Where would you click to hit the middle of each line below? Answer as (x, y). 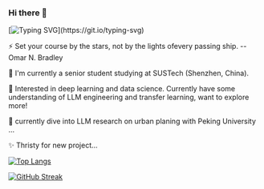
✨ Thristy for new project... (53, 145)
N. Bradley (46, 58)
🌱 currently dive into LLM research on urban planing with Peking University (132, 121)
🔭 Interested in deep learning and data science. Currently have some (122, 89)
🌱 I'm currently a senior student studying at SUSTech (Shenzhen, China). (129, 73)
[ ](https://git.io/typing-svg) (76, 30)
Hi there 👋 (28, 13)
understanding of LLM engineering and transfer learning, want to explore (129, 97)
